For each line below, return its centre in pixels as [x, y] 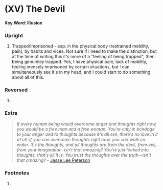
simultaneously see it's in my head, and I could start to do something [81, 72]
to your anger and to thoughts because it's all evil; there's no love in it [87, 134]
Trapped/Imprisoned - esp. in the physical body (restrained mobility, [81, 46]
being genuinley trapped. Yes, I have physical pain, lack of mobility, [80, 62]
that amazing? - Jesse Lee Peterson [53, 160]
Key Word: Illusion [23, 22]
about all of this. [28, 77]
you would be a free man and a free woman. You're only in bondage [86, 129]
